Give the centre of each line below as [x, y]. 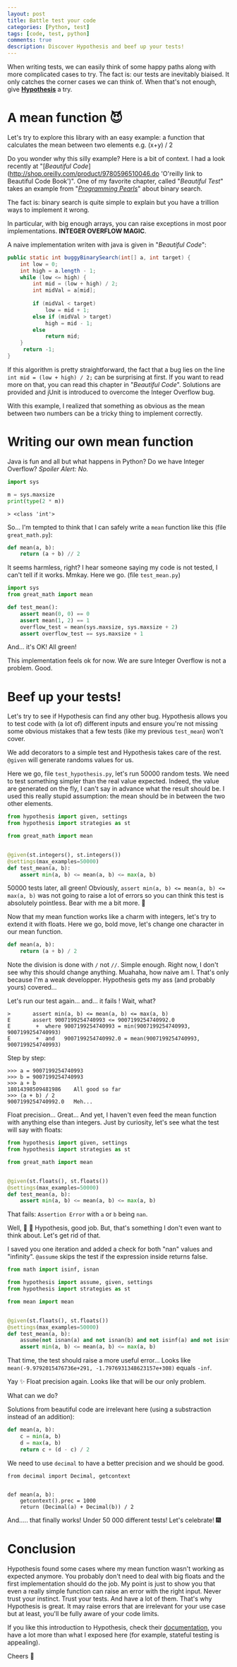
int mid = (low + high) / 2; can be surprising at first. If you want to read [116, 377]
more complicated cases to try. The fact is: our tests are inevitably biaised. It [119, 74]
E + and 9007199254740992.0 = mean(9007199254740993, [104, 1039]
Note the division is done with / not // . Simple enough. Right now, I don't [113, 965]
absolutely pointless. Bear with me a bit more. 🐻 [77, 903]
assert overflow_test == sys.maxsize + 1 [81, 634]
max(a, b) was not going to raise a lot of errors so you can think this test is [116, 896]
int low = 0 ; [39, 264]
